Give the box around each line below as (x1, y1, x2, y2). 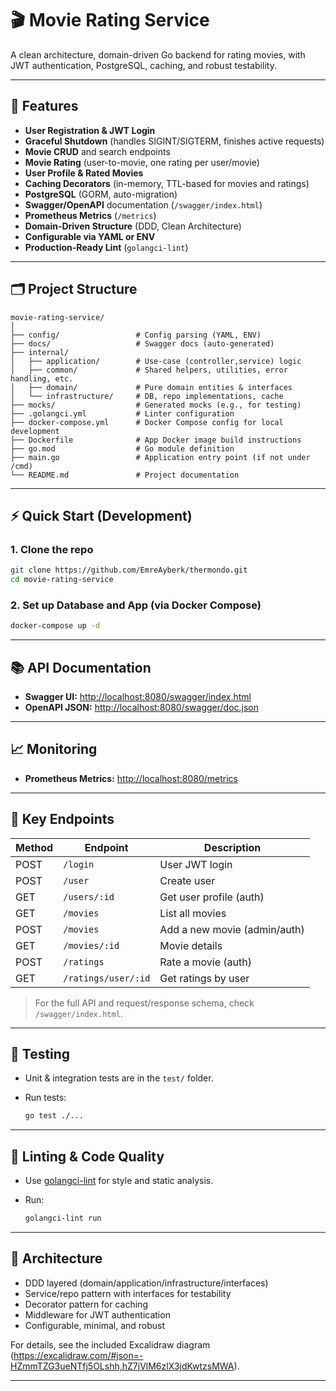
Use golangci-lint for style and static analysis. (24, 1175, 214, 1187)
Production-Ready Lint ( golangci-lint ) (24, 241, 189, 253)
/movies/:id (63, 940, 120, 951)
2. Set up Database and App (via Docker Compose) (10, 598, 262, 612)
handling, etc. (10, 373, 74, 384)
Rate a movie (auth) (159, 955, 252, 969)
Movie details (159, 938, 223, 952)
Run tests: (24, 1092, 67, 1104)
